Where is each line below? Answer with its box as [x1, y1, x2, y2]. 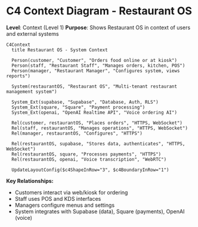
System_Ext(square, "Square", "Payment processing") [11, 104, 146, 110]
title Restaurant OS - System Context [11, 46, 109, 53]
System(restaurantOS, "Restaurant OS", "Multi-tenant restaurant [11, 83, 178, 89]
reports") [6, 73, 31, 79]
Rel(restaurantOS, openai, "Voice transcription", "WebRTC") [11, 156, 167, 162]
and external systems [6, 30, 59, 37]
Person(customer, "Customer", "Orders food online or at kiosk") [11, 57, 178, 63]
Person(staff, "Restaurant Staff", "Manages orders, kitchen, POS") [11, 63, 185, 69]
